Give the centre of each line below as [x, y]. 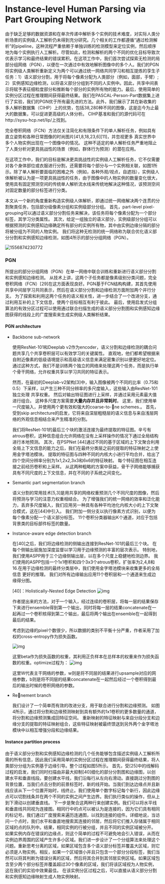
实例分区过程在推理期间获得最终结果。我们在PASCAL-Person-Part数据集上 [80, 95]
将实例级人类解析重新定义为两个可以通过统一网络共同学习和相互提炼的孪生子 [82, 70]
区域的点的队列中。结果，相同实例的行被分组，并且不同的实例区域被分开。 [80, 827]
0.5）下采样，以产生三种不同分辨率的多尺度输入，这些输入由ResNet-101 [85, 389]
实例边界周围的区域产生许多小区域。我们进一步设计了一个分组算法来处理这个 [82, 839]
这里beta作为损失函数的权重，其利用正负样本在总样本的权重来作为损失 [83, 656]
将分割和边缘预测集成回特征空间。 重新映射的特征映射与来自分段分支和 [84, 718]
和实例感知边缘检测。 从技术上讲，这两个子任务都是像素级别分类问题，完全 [81, 278]
